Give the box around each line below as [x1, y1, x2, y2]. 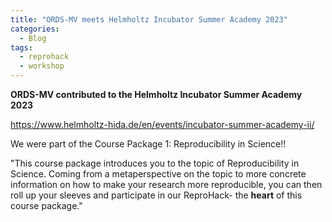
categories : [10, 24, 60, 34]
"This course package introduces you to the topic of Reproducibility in [10, 157, 300, 169]
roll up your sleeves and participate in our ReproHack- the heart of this [10, 189, 303, 201]
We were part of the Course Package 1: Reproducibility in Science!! [10, 138, 287, 150]
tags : [10, 42, 33, 53]
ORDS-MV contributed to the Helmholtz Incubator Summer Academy [10, 89, 303, 100]
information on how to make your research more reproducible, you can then [10, 179, 323, 190]
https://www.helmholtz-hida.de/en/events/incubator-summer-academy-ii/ [10, 119, 315, 130]
